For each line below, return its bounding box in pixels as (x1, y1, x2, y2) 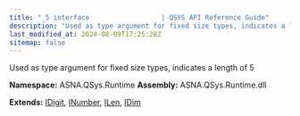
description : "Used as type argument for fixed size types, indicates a (9, 21, 286, 30)
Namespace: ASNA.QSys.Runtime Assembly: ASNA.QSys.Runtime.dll (9, 79, 267, 90)
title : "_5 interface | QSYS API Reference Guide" (9, 12, 270, 22)
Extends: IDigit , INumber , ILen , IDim (9, 97, 141, 108)
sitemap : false (9, 37, 66, 47)
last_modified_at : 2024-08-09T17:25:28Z (9, 29, 162, 38)
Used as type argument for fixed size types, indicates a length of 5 (9, 62, 254, 73)
